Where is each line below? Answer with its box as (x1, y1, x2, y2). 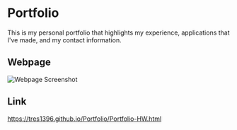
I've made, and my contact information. (7, 35, 122, 44)
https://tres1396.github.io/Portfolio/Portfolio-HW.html (7, 114, 162, 123)
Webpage (7, 57, 51, 69)
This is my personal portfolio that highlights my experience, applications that (7, 28, 230, 37)
